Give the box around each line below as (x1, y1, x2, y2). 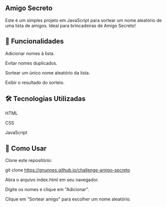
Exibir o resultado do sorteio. (5, 79, 65, 85)
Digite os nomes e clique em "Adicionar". (5, 186, 89, 192)
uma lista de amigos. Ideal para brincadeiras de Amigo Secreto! (5, 22, 136, 28)
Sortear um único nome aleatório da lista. (5, 69, 90, 75)
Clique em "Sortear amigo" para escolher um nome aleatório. (5, 196, 131, 202)
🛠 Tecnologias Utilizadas (5, 94, 86, 103)
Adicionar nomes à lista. (5, 50, 55, 56)
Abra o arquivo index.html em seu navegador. (5, 177, 99, 183)
